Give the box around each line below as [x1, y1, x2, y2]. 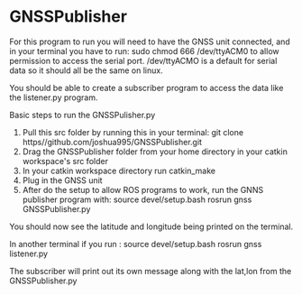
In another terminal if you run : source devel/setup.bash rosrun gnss [9, 238, 262, 249]
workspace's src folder [22, 155, 108, 166]
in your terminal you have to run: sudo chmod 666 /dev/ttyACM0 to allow [9, 45, 279, 56]
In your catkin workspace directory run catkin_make [22, 165, 216, 176]
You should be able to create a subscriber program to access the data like [9, 82, 284, 93]
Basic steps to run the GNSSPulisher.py [9, 109, 156, 120]
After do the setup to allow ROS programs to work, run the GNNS [22, 184, 264, 195]
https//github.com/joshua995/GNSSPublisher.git [22, 136, 203, 147]
